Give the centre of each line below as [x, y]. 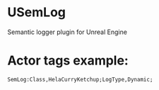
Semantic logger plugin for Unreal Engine [67, 32]
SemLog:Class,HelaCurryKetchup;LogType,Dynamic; [80, 79]
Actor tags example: [68, 61]
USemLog [36, 12]
